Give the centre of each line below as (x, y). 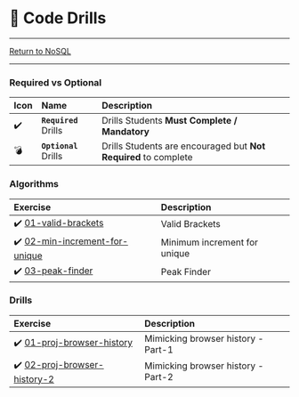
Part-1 (159, 349)
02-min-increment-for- (77, 241)
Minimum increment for (210, 242)
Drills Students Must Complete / (170, 121)
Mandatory (125, 132)
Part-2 (159, 377)
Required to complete (147, 158)
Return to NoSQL (40, 51)
